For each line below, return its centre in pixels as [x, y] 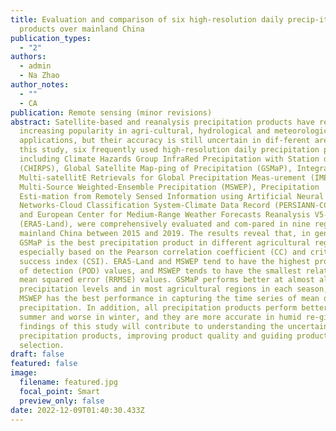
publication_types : [51, 38]
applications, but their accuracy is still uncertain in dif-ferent [165, 141]
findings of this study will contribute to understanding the [151, 326]
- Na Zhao [39, 76]
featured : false [44, 364]
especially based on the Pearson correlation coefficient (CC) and [163, 252]
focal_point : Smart [60, 391]
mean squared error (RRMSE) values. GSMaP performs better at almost [167, 280]
